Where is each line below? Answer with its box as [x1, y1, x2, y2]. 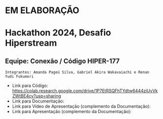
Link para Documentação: [12, 98, 64, 104]
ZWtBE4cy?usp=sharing [12, 93, 61, 99]
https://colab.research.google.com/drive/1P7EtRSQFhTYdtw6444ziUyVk [12, 88, 158, 94]
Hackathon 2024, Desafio [5, 27, 111, 39]
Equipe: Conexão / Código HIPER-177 [5, 57, 120, 65]
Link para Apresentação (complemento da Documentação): [12, 109, 132, 115]
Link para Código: [12, 83, 48, 89]
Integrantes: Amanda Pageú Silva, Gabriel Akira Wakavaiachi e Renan [5, 70, 150, 75]
